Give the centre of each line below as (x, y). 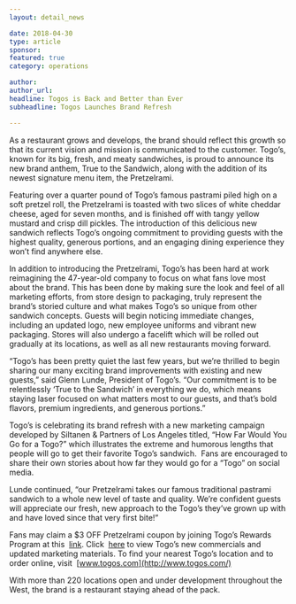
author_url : (31, 90)
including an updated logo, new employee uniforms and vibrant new (133, 325)
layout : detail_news (47, 17)
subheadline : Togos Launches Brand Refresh (91, 107)
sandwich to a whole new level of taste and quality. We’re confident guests (145, 499)
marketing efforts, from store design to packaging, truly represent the (136, 297)
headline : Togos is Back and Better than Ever (96, 98)
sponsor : (25, 50)
